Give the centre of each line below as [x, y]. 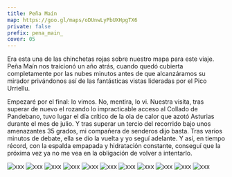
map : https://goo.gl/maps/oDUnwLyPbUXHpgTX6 [72, 20]
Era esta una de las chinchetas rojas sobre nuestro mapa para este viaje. [111, 59]
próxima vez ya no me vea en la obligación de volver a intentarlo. [100, 153]
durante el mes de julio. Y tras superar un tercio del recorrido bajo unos [109, 124]
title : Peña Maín [32, 13]
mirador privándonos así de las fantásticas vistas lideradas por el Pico [107, 81]
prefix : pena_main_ [35, 33]
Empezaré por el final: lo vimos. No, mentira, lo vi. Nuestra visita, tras [106, 102]
